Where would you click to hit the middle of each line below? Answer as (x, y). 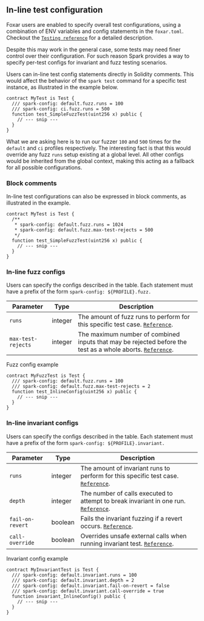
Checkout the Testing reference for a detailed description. (80, 37)
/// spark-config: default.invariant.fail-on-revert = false (91, 586)
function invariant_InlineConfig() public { (69, 596)
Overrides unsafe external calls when (134, 536)
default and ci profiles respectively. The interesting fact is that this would (99, 148)
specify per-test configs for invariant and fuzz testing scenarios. (87, 62)
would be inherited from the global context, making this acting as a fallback (100, 161)
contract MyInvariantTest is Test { (53, 570)
